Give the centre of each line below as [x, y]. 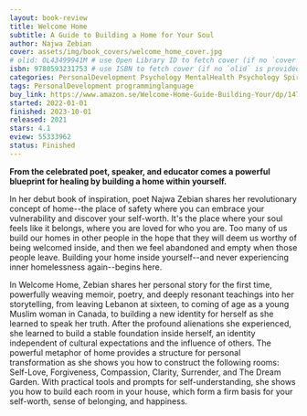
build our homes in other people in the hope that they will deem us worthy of [153, 238]
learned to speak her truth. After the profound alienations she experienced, [151, 323]
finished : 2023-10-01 [51, 112]
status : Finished [42, 145]
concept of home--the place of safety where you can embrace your [137, 208]
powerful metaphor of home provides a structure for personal [125, 352]
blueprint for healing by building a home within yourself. [118, 181]
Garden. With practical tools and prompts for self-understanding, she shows [153, 381]
